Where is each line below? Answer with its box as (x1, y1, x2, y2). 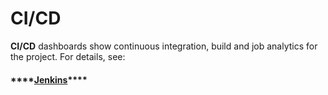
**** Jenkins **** (10, 73, 88, 86)
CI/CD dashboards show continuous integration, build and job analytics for (10, 40, 318, 52)
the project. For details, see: (10, 50, 126, 62)
